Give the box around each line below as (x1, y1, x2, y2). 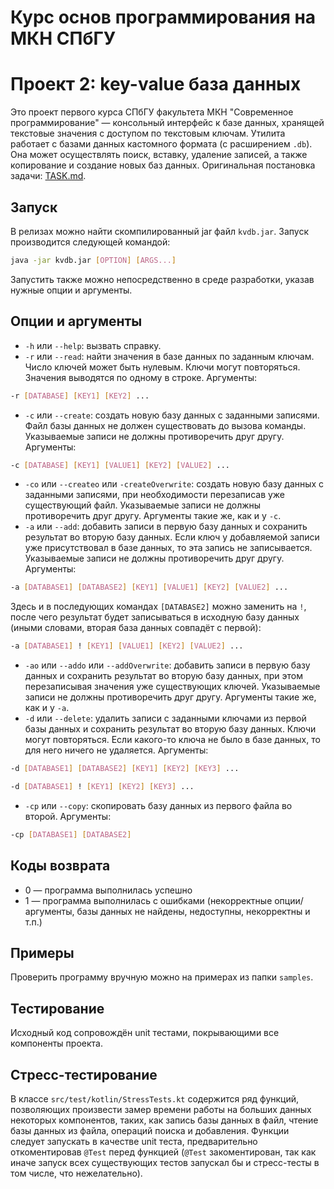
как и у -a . (24, 702, 70, 714)
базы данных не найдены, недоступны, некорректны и (76, 905, 311, 917)
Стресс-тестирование (10, 1066, 158, 1083)
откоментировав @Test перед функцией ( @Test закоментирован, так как (10, 1146, 317, 1158)
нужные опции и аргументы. (10, 284, 133, 296)
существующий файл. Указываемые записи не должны (24, 499, 262, 511)
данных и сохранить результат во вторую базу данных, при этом (24, 670, 304, 682)
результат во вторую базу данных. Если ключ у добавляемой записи (24, 531, 320, 543)
